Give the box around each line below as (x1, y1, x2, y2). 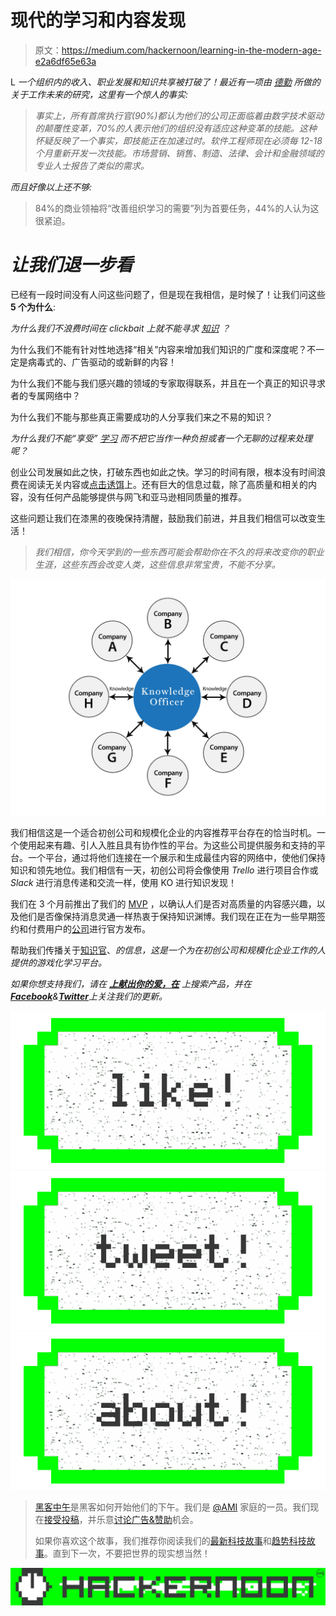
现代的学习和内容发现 (10, 9, 187, 32)
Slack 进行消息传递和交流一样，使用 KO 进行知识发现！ (10, 876, 238, 888)
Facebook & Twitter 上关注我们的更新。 (10, 990, 168, 1002)
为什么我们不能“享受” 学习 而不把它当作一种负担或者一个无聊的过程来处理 (10, 432, 313, 444)
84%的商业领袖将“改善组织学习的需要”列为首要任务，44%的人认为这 (34, 202, 320, 214)
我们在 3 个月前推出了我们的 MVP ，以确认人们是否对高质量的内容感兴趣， (10, 897, 317, 910)
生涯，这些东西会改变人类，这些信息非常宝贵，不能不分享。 (34, 558, 281, 570)
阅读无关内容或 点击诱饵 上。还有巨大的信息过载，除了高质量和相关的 (27, 478, 308, 490)
